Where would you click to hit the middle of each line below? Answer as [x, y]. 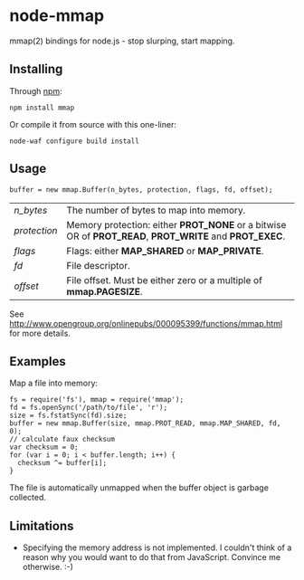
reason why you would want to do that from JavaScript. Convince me [152, 557]
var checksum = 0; [44, 447]
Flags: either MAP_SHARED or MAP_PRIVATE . [165, 251]
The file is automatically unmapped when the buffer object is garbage [139, 488]
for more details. [40, 333]
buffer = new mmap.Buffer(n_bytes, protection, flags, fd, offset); [141, 190]
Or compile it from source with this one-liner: [93, 124]
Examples [38, 361]
